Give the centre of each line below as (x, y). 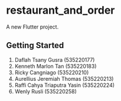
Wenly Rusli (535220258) (45, 91)
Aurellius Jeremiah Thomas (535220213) (64, 78)
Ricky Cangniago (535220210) (52, 72)
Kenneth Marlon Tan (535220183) (55, 66)
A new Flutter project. (32, 27)
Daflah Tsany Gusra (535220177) (55, 59)
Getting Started (35, 45)
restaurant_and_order (60, 10)
